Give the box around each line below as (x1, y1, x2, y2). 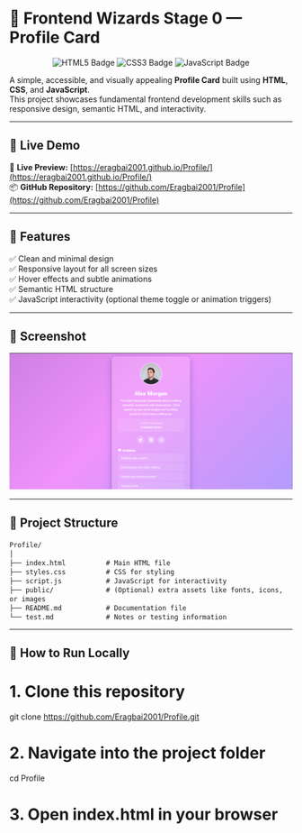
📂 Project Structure (9, 516, 119, 531)
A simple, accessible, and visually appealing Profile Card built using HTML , (9, 74, 289, 85)
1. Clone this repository (9, 682, 186, 702)
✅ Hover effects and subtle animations (9, 273, 153, 284)
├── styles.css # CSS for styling (9, 567, 175, 576)
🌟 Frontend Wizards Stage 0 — (9, 8, 243, 29)
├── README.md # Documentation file (9, 603, 187, 612)
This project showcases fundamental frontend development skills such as (9, 94, 282, 105)
